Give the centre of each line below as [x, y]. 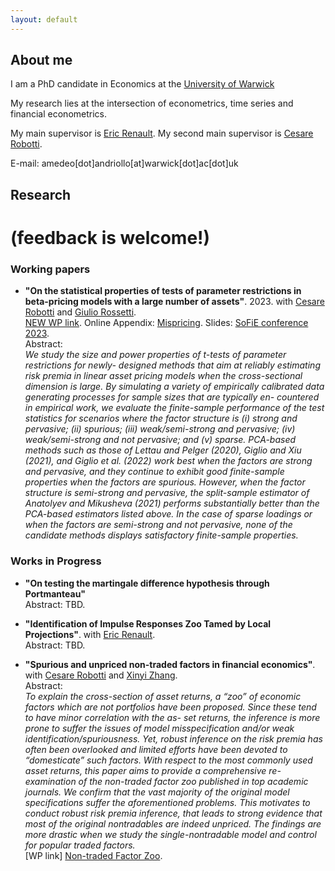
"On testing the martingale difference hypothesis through [147, 583]
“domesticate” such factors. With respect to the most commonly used [168, 760]
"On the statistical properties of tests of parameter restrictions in [163, 291]
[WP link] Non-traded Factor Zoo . [93, 855]
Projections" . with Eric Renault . [90, 634]
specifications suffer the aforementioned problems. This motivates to [167, 802]
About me [41, 60]
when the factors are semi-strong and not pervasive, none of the [158, 525]
